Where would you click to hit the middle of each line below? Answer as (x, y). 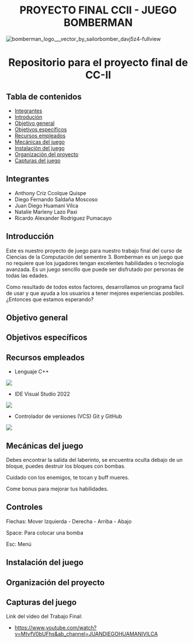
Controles (25, 507)
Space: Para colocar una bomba (45, 533)
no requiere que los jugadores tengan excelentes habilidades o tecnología (95, 263)
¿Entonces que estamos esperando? (50, 299)
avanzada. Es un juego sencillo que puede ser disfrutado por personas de (95, 269)
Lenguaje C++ (32, 372)
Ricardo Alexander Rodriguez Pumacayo (63, 218)
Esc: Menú (19, 544)
